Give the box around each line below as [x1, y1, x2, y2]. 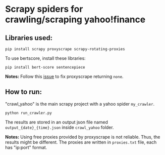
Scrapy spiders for [5, 3, 83, 15]
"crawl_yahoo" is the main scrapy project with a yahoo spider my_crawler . [5, 101, 155, 107]
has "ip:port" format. [5, 144, 47, 150]
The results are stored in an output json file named [5, 119, 108, 125]
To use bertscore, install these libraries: [5, 55, 86, 61]
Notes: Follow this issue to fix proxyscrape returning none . [5, 74, 124, 79]
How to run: [5, 88, 42, 96]
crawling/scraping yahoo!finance [5, 14, 146, 25]
